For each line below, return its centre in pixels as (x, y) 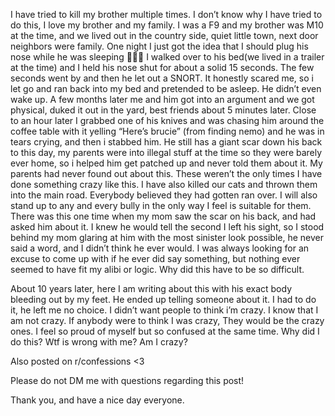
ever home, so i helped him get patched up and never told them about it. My (166, 163)
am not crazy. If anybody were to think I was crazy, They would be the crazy (167, 320)
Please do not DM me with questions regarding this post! (127, 380)
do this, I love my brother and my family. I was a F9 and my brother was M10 (167, 25)
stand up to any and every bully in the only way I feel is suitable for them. (161, 205)
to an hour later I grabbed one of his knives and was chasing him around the (167, 120)
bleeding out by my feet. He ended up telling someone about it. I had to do (163, 299)
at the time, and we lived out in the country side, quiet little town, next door (164, 35)
